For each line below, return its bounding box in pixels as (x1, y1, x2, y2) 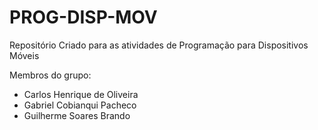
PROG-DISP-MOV (9, 6, 158, 29)
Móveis (9, 49, 40, 61)
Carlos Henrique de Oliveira (23, 88, 139, 100)
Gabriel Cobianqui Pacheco (23, 99, 137, 111)
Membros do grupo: (9, 69, 92, 81)
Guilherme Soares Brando (23, 109, 131, 121)
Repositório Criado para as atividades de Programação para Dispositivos (9, 39, 309, 51)
